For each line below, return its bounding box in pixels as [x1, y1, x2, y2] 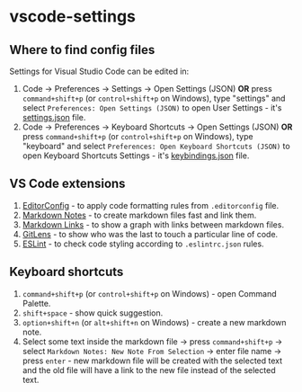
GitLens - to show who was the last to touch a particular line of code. [22, 228, 279, 239]
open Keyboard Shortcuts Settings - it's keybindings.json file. [22, 150, 250, 161]
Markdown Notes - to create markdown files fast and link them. [22, 209, 257, 220]
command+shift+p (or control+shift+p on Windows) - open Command [22, 288, 277, 298]
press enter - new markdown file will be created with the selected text [22, 355, 283, 366]
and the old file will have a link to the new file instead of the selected [22, 364, 276, 375]
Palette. [22, 298, 51, 308]
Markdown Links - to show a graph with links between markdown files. [22, 218, 285, 230]
